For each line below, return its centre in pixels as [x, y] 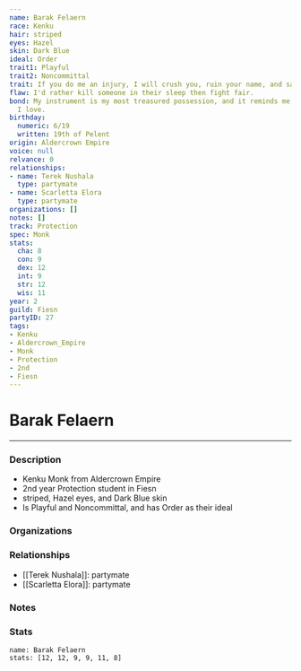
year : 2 [24, 301]
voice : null [31, 151]
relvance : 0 [31, 159]
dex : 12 [32, 268]
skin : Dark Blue [39, 51]
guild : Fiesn [34, 309]
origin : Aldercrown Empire [60, 143]
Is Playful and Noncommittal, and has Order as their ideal [127, 508]
